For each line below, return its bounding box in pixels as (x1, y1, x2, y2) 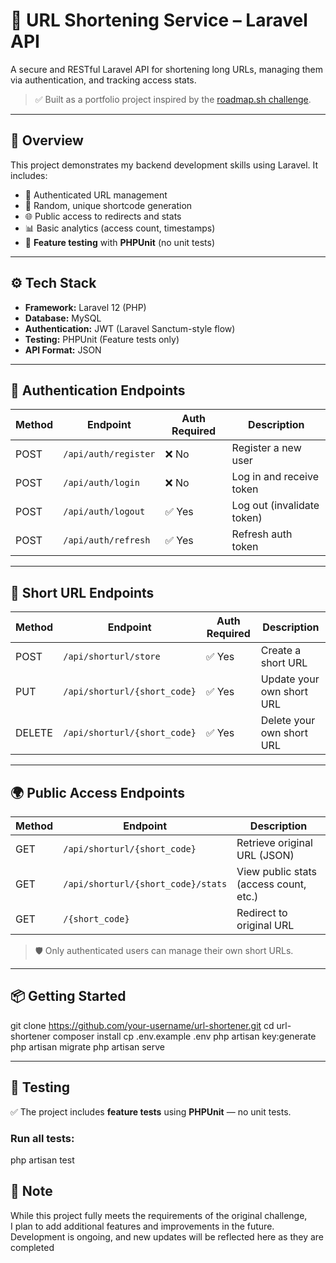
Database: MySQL (24, 312, 102, 324)
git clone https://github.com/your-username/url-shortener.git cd (10, 1019, 275, 1031)
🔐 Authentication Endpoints (10, 382, 186, 399)
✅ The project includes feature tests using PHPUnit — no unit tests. (10, 1105, 292, 1118)
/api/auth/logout (63, 506, 146, 518)
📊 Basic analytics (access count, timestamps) (24, 222, 216, 234)
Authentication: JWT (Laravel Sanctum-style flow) (24, 322, 236, 334)
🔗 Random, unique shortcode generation (24, 199, 193, 211)
